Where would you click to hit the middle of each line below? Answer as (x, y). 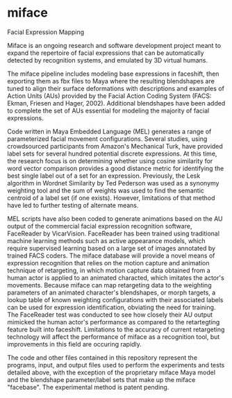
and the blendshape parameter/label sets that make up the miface (101, 379)
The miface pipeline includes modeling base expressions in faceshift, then (113, 74)
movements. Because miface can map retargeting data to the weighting (109, 285)
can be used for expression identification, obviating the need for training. (111, 307)
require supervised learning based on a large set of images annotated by (111, 248)
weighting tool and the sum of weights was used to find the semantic (106, 190)
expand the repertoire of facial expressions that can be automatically (106, 53)
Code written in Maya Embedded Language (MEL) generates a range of (109, 131)
